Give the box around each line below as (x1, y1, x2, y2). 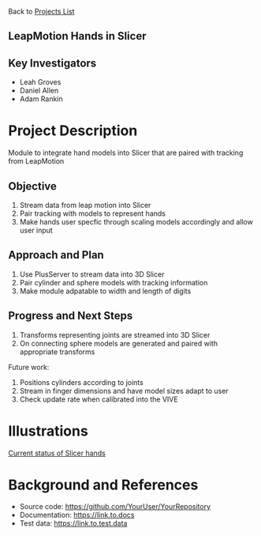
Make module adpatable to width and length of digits (19, 286, 192, 296)
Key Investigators (8, 56, 97, 70)
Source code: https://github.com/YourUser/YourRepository (19, 502, 211, 511)
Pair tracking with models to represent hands (19, 209, 166, 218)
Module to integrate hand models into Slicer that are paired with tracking (8, 148, 244, 157)
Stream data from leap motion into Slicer (19, 200, 151, 209)
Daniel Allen (19, 86, 59, 96)
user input (19, 225, 53, 235)
